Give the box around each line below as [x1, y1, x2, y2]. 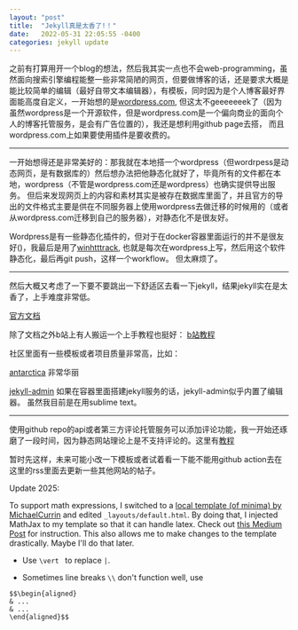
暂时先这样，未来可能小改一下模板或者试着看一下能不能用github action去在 [9, 454, 283, 465]
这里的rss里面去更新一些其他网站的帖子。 [9, 465, 161, 476]
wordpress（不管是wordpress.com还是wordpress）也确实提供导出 [24, 179, 268, 190]
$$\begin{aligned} [9, 589, 77, 599]
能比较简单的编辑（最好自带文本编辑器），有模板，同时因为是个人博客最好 [9, 85, 278, 96]
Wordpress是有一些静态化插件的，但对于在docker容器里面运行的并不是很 [9, 232, 277, 242]
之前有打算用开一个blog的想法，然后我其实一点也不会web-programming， [9, 63, 280, 74]
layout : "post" [9, 12, 66, 22]
